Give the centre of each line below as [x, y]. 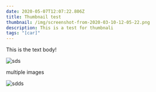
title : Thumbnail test [34, 17]
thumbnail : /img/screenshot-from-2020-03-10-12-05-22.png [78, 22]
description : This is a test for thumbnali [60, 28]
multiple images [25, 72]
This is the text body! [31, 49]
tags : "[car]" [23, 33]
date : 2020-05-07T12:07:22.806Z [45, 11]
